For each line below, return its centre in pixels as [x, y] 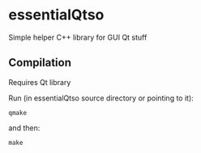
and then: [24, 128]
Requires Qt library [40, 82]
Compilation [40, 63]
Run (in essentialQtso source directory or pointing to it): [101, 98]
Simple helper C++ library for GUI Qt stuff [78, 37]
